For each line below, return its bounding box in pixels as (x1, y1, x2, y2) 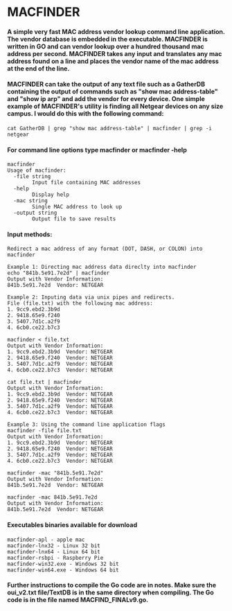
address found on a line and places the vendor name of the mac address (7, 57, 220, 65)
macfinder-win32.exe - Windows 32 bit (7, 560, 119, 567)
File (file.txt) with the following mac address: (7, 300, 154, 307)
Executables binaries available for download (7, 520, 138, 529)
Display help (32, 191, 70, 198)
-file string (13, 173, 51, 180)
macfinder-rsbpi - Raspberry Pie (7, 554, 104, 561)
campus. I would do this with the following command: (7, 109, 164, 118)
